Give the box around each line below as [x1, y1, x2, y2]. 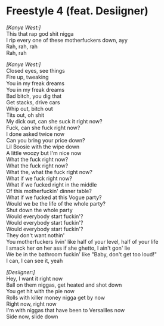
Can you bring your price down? [6, 136, 85, 144]
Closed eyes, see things [6, 67, 66, 74]
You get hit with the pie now [6, 287, 75, 294]
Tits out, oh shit [6, 111, 45, 119]
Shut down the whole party [6, 206, 73, 213]
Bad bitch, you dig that [6, 92, 62, 100]
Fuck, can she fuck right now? [6, 124, 81, 131]
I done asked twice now [6, 130, 64, 138]
